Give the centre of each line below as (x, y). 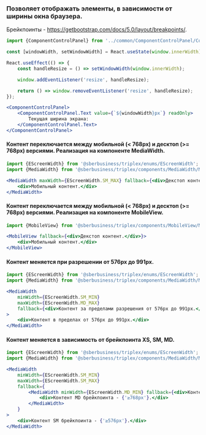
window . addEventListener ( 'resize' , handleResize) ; (83, 80)
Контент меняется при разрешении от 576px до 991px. (80, 261)
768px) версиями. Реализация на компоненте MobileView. (85, 212)
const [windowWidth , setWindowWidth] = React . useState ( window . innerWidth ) (104, 52)
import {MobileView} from (39, 225)
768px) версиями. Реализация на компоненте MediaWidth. (86, 151)
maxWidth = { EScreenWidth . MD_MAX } (59, 303)
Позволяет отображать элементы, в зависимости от (90, 9)
